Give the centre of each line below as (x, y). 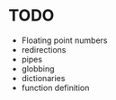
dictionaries (43, 78)
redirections (44, 49)
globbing (38, 69)
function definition (55, 87)
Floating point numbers (64, 40)
